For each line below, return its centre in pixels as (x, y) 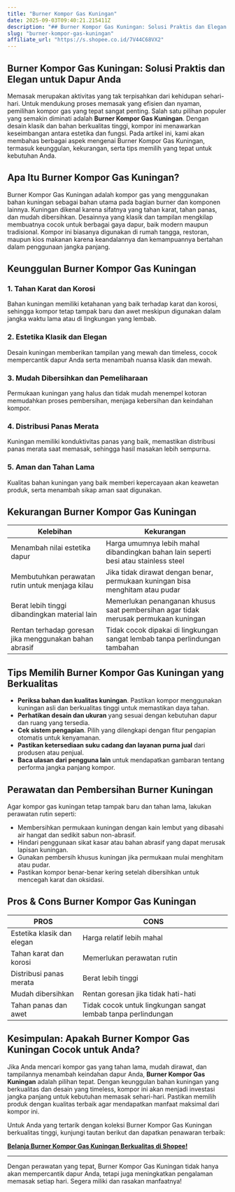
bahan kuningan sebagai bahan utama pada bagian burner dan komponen (114, 202)
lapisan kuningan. (43, 850)
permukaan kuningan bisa (148, 581)
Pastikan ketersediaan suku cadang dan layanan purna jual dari (111, 745)
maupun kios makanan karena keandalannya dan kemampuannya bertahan (115, 239)
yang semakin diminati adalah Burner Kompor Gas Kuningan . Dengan (108, 118)
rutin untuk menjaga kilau (52, 585)
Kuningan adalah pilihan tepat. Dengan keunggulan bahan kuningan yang (113, 1081)
